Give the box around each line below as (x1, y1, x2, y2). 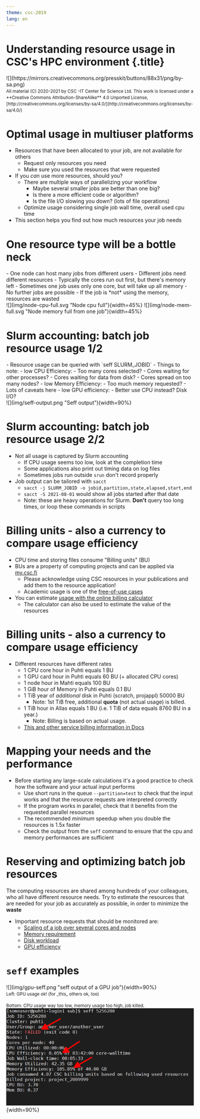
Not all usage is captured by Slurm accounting (14, 452, 129, 460)
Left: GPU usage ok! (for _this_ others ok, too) (6, 991, 99, 997)
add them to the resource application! (23, 582, 116, 589)
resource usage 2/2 (6, 433, 105, 447)
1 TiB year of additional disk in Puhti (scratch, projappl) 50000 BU (23, 692, 185, 699)
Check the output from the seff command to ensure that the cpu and (23, 827, 193, 835)
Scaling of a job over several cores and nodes (23, 924, 136, 931)
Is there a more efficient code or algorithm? (32, 191, 139, 199)
